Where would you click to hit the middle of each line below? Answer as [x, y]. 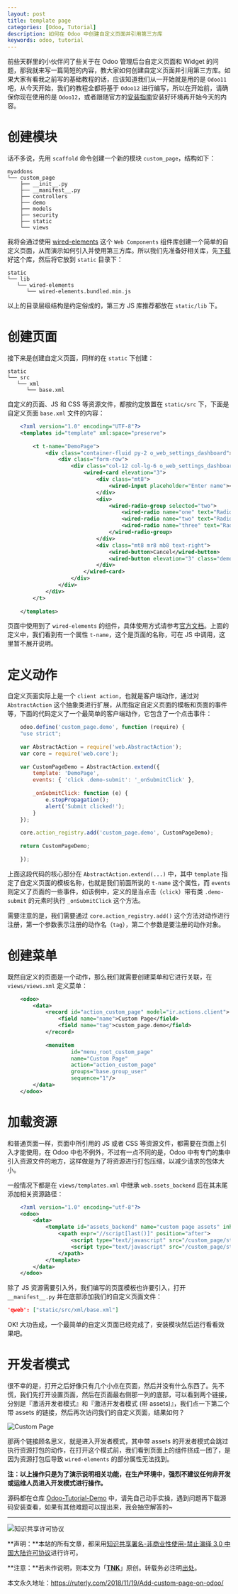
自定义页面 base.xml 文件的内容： [56, 413]
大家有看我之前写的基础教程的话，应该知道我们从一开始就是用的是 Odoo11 [120, 80]
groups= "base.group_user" [109, 1072]
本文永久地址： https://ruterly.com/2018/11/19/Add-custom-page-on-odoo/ [116, 1583]
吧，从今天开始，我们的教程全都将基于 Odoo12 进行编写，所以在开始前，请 [115, 88]
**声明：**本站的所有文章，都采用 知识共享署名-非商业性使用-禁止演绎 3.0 [115, 1544]
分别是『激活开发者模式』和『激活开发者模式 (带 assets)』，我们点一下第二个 [119, 1404]
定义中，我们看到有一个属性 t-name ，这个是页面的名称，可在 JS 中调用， [113, 635]
